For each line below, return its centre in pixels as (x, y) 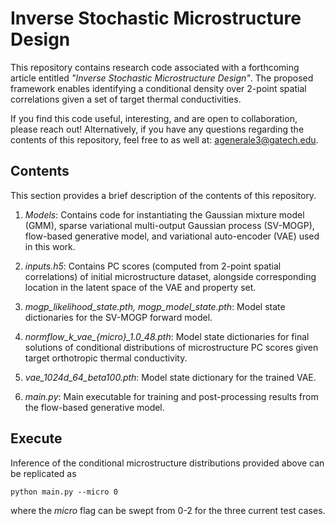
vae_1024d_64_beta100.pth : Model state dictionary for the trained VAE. (170, 377)
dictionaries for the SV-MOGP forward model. (118, 317)
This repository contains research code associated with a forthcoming (155, 67)
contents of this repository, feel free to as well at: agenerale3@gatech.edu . (164, 139)
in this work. (50, 246)
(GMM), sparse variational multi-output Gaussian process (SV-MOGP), (169, 225)
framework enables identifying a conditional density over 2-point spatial (158, 88)
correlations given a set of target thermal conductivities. (126, 99)
